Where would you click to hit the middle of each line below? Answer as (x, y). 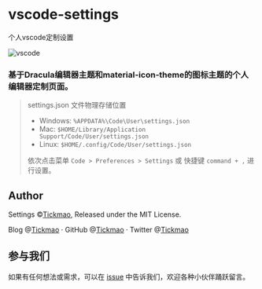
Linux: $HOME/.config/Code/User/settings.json (115, 144)
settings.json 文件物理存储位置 (77, 105)
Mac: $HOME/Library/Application (92, 129)
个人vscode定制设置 (41, 37)
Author (26, 195)
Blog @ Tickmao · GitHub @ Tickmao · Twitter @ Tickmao (98, 230)
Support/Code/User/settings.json (94, 137)
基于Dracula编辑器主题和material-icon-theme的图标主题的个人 (129, 75)
